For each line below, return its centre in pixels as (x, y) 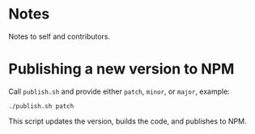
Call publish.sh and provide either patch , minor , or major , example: (119, 91)
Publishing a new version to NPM (121, 69)
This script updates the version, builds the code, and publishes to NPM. (127, 121)
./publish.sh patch (41, 106)
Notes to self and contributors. (59, 36)
